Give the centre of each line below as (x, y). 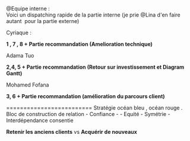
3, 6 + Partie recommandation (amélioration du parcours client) (85, 96)
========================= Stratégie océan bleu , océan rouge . (94, 108)
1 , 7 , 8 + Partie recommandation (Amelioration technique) (80, 44)
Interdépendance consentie (40, 120)
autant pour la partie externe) (43, 21)
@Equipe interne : (28, 9)
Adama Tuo (20, 55)
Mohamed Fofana (28, 85)
